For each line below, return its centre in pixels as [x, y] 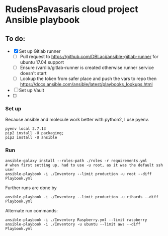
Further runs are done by [31, 188]
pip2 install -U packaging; [35, 133]
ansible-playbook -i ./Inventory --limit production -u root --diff [78, 174]
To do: [15, 38]
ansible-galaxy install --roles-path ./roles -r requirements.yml [76, 161]
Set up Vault [31, 90]
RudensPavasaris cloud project [72, 9]
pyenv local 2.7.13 [26, 129]
